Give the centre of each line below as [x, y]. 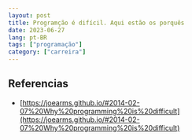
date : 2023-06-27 [37, 30]
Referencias [39, 84]
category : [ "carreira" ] [47, 52]
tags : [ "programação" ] [45, 45]
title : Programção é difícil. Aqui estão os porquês [96, 23]
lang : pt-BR [28, 37]
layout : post [30, 15]
